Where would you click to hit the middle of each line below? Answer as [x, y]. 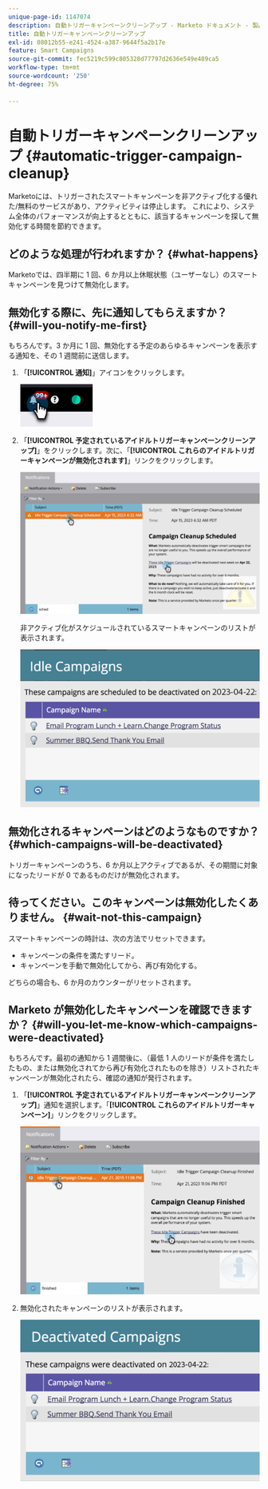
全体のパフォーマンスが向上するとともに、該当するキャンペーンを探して [134, 217]
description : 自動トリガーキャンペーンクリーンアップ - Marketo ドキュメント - [129, 25]
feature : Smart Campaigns [51, 51]
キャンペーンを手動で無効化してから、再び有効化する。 [110, 965]
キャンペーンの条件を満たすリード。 [79, 955]
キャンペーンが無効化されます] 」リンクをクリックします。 [122, 460]
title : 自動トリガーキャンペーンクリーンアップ [77, 34]
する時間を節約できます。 [64, 226]
